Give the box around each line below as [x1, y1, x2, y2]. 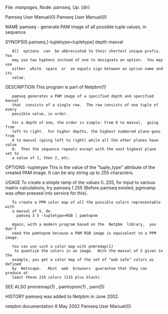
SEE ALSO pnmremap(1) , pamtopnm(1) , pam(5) [5, 284, 105, 289]
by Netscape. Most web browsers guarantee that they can [12, 266, 147, 271]
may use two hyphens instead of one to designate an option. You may [12, 57, 163, 62]
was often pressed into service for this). [5, 190, 88, 196]
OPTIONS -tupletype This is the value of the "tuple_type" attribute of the [5, 164, 155, 170]
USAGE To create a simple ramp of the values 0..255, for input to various [5, 179, 156, 185]
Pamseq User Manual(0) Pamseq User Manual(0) [5, 14, 107, 20]
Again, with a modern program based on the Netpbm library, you [12, 222, 156, 227]
